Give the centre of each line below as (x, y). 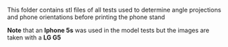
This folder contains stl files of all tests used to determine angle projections (114, 10)
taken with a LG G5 (34, 37)
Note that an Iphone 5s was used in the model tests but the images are (108, 30)
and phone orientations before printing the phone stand (86, 17)
